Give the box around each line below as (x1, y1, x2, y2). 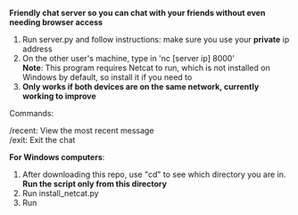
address (21, 44, 53, 54)
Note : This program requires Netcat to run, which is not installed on (21, 62, 270, 73)
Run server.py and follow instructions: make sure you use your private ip (21, 35, 290, 44)
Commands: (9, 108, 54, 118)
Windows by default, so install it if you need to (21, 72, 193, 83)
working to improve (21, 91, 96, 101)
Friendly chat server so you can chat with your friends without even (9, 8, 266, 18)
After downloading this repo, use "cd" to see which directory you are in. (21, 169, 286, 179)
